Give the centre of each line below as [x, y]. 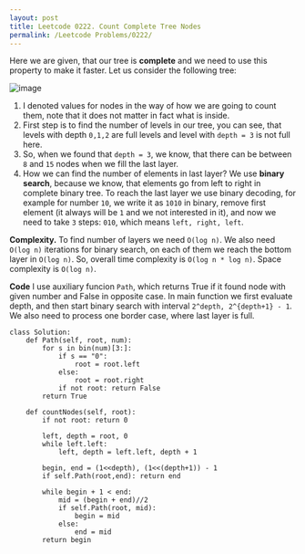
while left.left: [75, 444]
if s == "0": [82, 357]
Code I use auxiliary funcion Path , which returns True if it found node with [148, 287]
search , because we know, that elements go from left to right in [142, 183]
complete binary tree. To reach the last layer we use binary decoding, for [159, 193]
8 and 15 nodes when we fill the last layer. [101, 164]
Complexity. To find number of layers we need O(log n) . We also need [142, 240]
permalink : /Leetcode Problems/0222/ [81, 35]
